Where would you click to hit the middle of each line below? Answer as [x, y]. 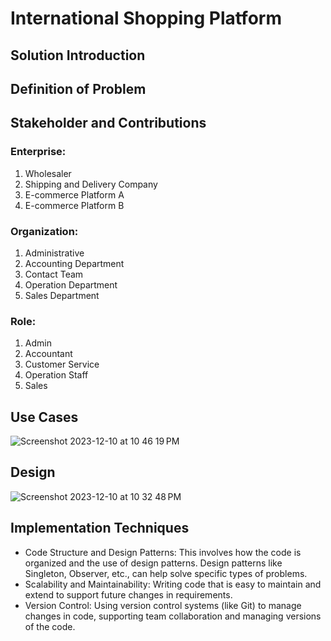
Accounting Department [74, 263]
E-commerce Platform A [74, 194]
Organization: [44, 231]
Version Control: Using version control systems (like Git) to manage [163, 605]
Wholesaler [48, 173]
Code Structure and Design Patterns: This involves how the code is [163, 552]
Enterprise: [38, 152]
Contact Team [54, 274]
